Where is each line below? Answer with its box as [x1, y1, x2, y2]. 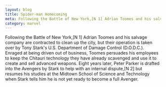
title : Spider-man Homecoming [5, 12, 68, 17]
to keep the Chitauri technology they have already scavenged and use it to [5, 55, 157, 61]
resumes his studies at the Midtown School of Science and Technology [5, 71, 150, 77]
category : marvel [5, 21, 41, 26]
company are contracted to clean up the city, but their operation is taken [5, 40, 153, 46]
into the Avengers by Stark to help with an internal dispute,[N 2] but [5, 66, 142, 72]
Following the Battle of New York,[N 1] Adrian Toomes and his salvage [5, 34, 147, 40]
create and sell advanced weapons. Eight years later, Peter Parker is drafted [5, 60, 160, 66]
